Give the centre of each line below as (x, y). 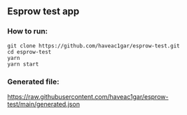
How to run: (28, 31)
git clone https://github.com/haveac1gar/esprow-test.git (93, 46)
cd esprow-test (29, 52)
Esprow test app (43, 11)
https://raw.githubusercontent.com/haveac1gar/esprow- (88, 96)
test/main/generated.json (44, 104)
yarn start (23, 64)
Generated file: (33, 82)
